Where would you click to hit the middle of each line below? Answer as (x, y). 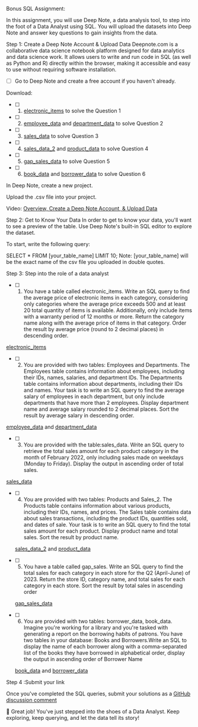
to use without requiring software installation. (61, 70)
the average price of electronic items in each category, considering (106, 298)
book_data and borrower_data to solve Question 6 (84, 174)
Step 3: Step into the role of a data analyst (58, 273)
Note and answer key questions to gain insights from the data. (82, 33)
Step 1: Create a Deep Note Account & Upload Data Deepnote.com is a (92, 44)
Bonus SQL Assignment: (36, 9)
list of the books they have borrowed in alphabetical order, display (104, 653)
